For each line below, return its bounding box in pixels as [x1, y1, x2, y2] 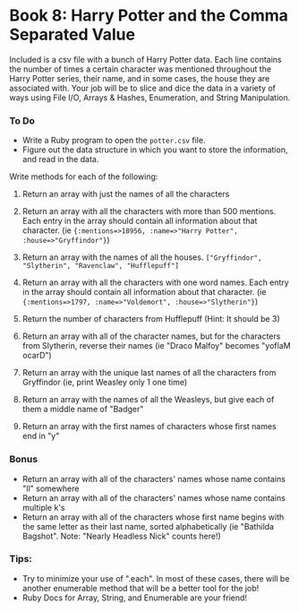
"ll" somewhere [21, 483, 80, 494]
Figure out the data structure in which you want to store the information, [21, 144, 288, 155]
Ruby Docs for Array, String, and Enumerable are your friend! [21, 592, 248, 603]
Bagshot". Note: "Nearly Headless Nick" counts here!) [21, 530, 221, 541]
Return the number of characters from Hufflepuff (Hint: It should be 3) [21, 314, 280, 324]
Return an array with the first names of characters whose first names [21, 421, 278, 432]
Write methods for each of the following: [9, 171, 158, 182]
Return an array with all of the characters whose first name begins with [21, 512, 285, 522]
